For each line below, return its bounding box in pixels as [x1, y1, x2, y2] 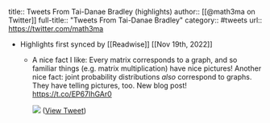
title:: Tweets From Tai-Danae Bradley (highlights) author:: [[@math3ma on [8, 7, 255, 16]
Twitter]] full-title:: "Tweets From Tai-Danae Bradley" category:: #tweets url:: [8, 15, 263, 25]
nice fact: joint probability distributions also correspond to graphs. [31, 72, 252, 81]
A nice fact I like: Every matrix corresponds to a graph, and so [31, 55, 238, 64]
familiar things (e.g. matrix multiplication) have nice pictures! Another [31, 64, 262, 73]
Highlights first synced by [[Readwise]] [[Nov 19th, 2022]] [19, 39, 213, 49]
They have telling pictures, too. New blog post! [31, 80, 188, 90]
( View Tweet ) [42, 106, 87, 115]
